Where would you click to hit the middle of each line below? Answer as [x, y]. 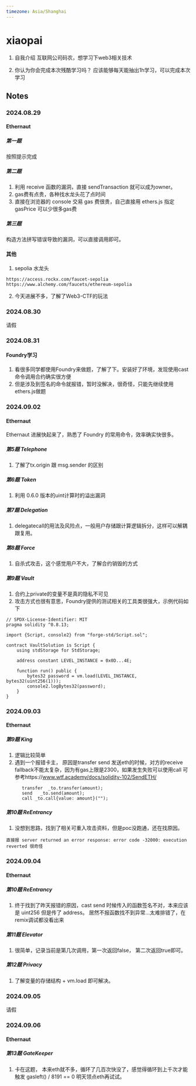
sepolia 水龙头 [32, 268]
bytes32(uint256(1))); [34, 681]
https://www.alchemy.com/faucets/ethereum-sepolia [69, 284]
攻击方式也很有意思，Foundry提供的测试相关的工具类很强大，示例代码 [99, 601]
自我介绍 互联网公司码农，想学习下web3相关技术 [73, 57]
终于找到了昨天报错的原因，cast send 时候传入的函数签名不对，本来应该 [102, 905]
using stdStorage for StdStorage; [59, 650]
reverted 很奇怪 [25, 847]
